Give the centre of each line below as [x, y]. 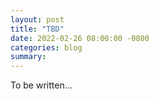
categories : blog [46, 47]
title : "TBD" [37, 29]
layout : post [37, 19]
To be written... [41, 85]
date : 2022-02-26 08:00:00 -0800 [80, 38]
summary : [28, 57]
